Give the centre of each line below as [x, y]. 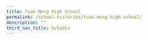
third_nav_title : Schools [38, 28]
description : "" [26, 22]
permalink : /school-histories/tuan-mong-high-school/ [74, 17]
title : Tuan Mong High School [44, 11]
